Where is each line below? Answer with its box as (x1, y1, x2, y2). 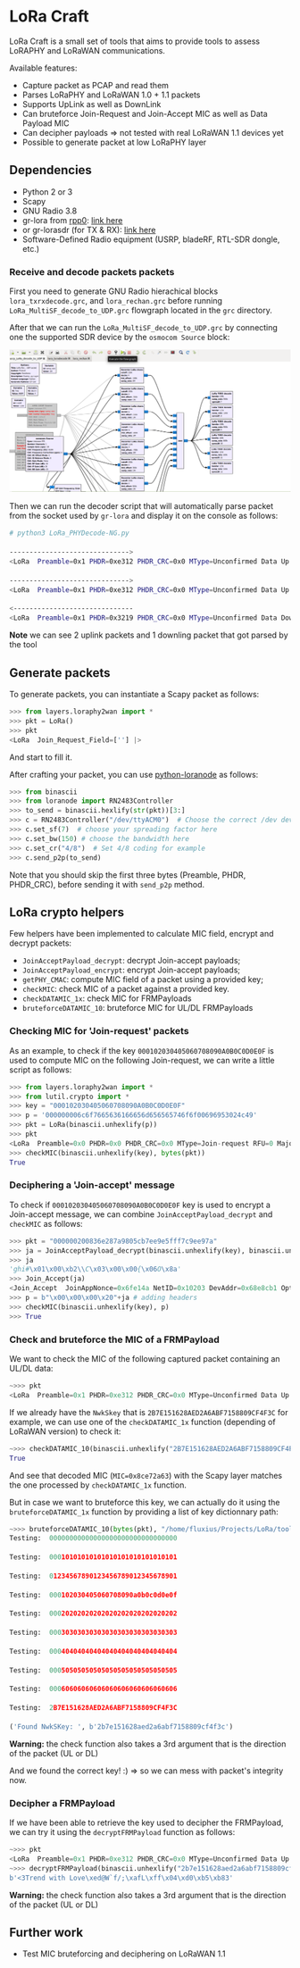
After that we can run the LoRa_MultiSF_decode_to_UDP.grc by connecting (9, 322, 279, 333)
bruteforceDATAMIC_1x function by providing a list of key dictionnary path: (9, 1506, 279, 1517)
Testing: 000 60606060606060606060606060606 (9, 1685, 178, 1694)
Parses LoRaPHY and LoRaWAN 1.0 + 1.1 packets (21, 89, 201, 100)
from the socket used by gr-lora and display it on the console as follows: (9, 511, 279, 521)
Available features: (9, 63, 78, 73)
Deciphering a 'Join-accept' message (9, 1179, 176, 1191)
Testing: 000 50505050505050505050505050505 (9, 1665, 178, 1675)
